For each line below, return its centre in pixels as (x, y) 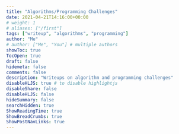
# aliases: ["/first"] (34, 28)
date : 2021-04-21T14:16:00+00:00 (47, 17)
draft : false (22, 61)
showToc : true (24, 50)
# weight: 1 (21, 23)
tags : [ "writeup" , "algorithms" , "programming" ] (67, 34)
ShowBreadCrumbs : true (34, 116)
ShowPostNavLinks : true (36, 122)
